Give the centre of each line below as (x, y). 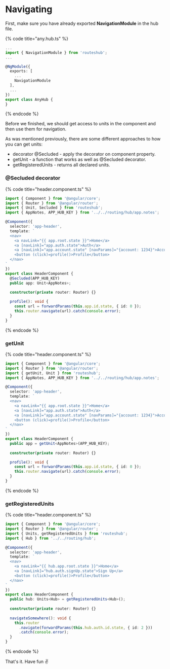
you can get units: (24, 144)
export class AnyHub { (29, 99)
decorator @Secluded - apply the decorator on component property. (84, 154)
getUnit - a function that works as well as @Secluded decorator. (79, 160)
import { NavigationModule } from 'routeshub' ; (56, 52)
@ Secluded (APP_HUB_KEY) (35, 278)
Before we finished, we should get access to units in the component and (80, 124)
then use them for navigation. (36, 129)
